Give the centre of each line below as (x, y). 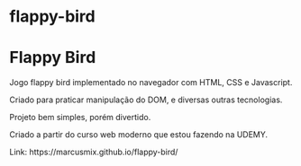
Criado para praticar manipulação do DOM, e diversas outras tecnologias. (146, 100)
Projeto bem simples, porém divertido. (80, 118)
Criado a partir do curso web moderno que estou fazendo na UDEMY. (139, 135)
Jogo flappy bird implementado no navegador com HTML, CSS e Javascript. (151, 83)
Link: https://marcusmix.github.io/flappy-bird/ (94, 152)
